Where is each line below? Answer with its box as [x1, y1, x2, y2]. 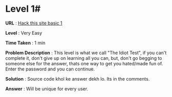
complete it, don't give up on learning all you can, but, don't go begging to [5, 55, 163, 61]
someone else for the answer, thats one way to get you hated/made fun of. [5, 60, 163, 66]
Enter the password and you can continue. [5, 66, 95, 72]
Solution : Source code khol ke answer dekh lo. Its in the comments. [5, 76, 150, 82]
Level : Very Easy [5, 30, 43, 36]
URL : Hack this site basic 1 [5, 20, 63, 26]
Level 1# [5, 3, 41, 15]
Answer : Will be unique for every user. [5, 85, 88, 92]
